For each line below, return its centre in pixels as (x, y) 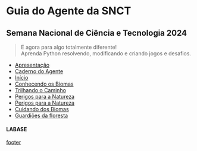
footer (14, 142)
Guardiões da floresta (41, 115)
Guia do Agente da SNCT (69, 11)
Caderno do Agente (39, 71)
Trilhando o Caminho (40, 90)
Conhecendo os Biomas (44, 84)
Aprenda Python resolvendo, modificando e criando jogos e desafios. (106, 54)
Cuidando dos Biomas (42, 109)
